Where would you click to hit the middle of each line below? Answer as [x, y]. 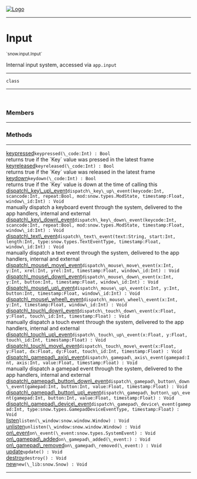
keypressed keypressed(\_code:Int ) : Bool [58, 153]
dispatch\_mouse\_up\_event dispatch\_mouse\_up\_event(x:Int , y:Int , [93, 288]
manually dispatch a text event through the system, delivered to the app [93, 252]
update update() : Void [34, 451]
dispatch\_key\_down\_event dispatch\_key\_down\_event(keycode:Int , [91, 220]
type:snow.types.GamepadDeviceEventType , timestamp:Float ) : [103, 409]
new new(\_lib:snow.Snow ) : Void [47, 464]
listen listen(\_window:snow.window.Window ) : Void [68, 420]
